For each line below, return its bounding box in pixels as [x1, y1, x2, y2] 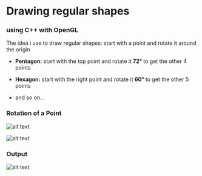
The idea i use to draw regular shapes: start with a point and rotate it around [6, 39, 197, 47]
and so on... [15, 94, 45, 101]
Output [6, 149, 28, 158]
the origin [6, 46, 30, 53]
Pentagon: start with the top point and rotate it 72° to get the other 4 [15, 57, 187, 65]
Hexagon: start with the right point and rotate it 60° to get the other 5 [15, 76, 189, 83]
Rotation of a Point [6, 109, 62, 117]
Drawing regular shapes [6, 4, 130, 18]
